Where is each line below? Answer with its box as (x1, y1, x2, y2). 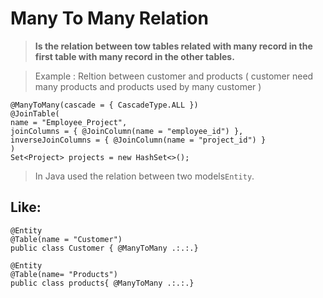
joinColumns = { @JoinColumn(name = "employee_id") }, (10, 126, 244, 136)
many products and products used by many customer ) (34, 80, 262, 92)
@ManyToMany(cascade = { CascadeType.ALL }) (10, 100, 199, 110)
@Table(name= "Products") (10, 269, 118, 279)
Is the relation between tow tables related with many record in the (34, 40, 313, 52)
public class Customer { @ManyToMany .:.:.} (10, 243, 199, 253)
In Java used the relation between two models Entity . (34, 170, 255, 182)
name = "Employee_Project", (10, 117, 128, 127)
